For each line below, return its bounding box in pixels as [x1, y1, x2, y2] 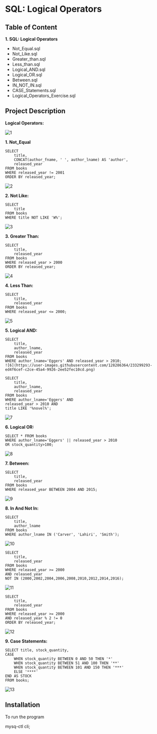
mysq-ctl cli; [5, 723, 30, 729]
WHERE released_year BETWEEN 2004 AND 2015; [5, 487, 98, 492]
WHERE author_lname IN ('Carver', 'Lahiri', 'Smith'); [5, 532, 120, 537]
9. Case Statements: [5, 638, 48, 644]
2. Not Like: [5, 192, 29, 198]
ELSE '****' [14, 669, 38, 674]
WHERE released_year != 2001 [5, 170, 65, 175]
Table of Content [5, 23, 57, 32]
